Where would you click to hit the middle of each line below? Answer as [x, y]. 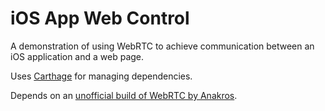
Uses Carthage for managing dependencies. [101, 76]
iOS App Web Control [100, 18]
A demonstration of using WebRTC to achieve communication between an [162, 46]
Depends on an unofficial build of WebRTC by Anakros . [124, 95]
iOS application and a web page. [77, 56]
